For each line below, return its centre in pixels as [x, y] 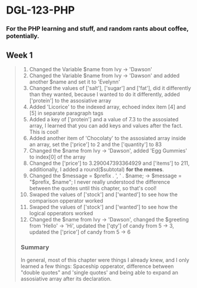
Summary [35, 247]
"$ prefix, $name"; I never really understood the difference [100, 182]
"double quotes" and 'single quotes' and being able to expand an [99, 273]
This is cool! [44, 132]
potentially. [23, 36]
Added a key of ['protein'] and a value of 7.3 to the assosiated [104, 119]
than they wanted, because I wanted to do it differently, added [105, 94]
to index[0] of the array [57, 157]
